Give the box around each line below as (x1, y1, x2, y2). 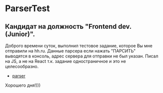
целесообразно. (5, 64, 39, 69)
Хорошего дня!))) (5, 82, 41, 88)
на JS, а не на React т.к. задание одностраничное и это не (5, 58, 127, 64)
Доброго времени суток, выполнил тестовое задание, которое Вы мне (5, 43, 153, 49)
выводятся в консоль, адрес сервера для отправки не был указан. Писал (5, 53, 159, 59)
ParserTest (5, 3, 50, 14)
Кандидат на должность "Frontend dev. (5, 22, 132, 31)
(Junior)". (5, 30, 36, 38)
